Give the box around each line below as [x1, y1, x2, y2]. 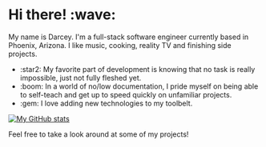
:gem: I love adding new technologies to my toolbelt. [19, 98, 193, 108]
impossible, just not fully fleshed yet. [19, 73, 142, 82]
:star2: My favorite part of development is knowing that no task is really [19, 64, 256, 73]
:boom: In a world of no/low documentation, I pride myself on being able [19, 81, 259, 91]
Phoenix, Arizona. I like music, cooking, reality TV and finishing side [8, 40, 232, 50]
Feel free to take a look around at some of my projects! [8, 129, 189, 139]
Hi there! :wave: [8, 6, 116, 24]
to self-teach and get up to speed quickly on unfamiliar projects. [19, 89, 232, 99]
